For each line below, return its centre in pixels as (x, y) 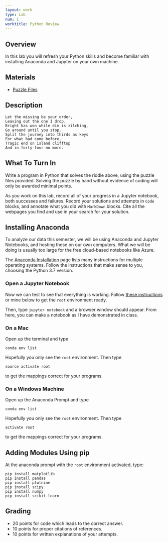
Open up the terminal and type (37, 339)
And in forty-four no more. (35, 148)
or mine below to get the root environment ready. (56, 300)
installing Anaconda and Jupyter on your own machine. (62, 62)
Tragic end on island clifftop (38, 143)
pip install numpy (24, 492)
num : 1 (12, 19)
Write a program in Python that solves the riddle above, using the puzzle (80, 175)
